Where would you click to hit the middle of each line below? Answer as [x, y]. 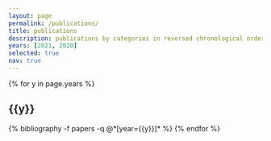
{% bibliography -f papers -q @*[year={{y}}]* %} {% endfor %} [115, 128]
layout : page [30, 16]
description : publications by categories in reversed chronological [126, 38]
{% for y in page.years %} [52, 83]
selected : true [34, 53]
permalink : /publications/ [54, 23]
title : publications [43, 31]
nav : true [25, 61]
